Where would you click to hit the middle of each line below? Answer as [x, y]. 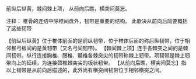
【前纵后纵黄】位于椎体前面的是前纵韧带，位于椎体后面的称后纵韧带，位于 [95, 41]
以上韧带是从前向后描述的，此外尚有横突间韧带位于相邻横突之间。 [85, 70]
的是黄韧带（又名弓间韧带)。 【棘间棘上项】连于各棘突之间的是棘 [110, 48]
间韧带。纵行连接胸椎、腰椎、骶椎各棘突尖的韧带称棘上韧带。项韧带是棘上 [95, 55]
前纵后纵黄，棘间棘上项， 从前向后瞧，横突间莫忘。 [68, 8]
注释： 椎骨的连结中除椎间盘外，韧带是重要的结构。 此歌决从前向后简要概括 [97, 21]
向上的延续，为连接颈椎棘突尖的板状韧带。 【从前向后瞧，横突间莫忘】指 [99, 63]
